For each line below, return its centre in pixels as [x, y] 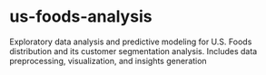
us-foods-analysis [81, 17]
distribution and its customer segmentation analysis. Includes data [133, 51]
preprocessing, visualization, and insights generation [108, 61]
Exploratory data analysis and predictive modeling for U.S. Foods [131, 42]
